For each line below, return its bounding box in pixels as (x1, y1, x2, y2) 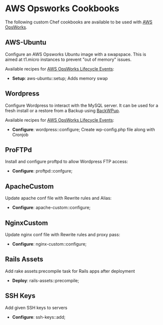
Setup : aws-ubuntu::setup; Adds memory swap (12, 75, 108, 81)
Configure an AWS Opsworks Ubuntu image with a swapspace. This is (5, 51, 146, 57)
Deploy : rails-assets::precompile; (12, 277, 80, 283)
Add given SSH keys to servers (5, 305, 67, 310)
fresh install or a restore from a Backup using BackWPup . (5, 108, 121, 114)
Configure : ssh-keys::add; (12, 314, 66, 320)
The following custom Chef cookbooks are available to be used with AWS (5, 19, 153, 25)
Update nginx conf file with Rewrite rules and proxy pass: (5, 232, 121, 237)
